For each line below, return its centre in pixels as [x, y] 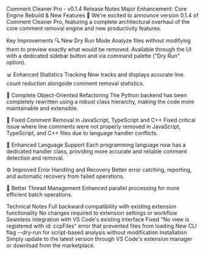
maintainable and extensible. [42, 108]
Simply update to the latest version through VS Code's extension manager [99, 239]
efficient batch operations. [40, 194]
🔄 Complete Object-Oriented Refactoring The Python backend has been [97, 95]
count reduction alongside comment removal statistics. [75, 83]
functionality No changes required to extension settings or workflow [92, 213]
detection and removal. [35, 158]
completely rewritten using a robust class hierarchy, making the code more [100, 102]
